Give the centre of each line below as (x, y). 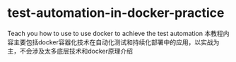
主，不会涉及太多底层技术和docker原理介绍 (70, 51)
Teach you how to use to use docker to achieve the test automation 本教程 (116, 33)
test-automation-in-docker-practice (116, 13)
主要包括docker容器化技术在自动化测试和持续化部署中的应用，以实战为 (116, 42)
